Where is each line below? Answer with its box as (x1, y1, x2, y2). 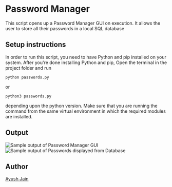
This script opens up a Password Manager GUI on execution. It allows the (5, 20, 161, 26)
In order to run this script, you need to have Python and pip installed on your (5, 54, 167, 60)
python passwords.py (5, 75, 50, 80)
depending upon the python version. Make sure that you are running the (5, 102, 158, 109)
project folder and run (5, 65, 52, 71)
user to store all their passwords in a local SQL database (5, 25, 125, 31)
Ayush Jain (5, 176, 29, 182)
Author (5, 162, 28, 171)
